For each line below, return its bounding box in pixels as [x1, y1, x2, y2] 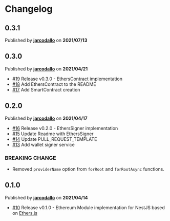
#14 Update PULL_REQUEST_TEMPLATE [12, 136, 97, 142]
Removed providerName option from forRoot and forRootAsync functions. [12, 165, 164, 172]
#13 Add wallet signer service [12, 141, 75, 148]
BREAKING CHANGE [5, 154, 56, 161]
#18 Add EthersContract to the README [12, 81, 96, 87]
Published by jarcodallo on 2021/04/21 [5, 65, 88, 72]
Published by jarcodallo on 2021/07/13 [5, 37, 88, 43]
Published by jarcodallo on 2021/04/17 [5, 115, 88, 121]
